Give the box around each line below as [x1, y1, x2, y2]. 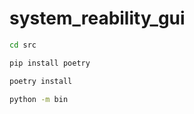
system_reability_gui [9, 7, 186, 30]
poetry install [9, 76, 73, 86]
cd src [9, 40, 37, 50]
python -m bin [9, 94, 69, 104]
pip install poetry [9, 58, 91, 68]
